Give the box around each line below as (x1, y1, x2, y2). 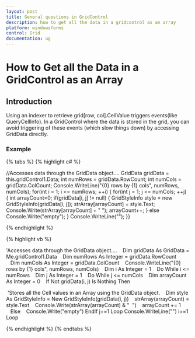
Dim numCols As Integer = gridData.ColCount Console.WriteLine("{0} (10, 259, 181, 266)
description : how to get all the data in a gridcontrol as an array (6, 19, 176, 25)
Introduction (6, 96, 53, 106)
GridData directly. (6, 131, 48, 137)
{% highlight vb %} (6, 236, 52, 243)
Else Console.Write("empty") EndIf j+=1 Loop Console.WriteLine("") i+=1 (10, 308, 189, 315)
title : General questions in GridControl (6, 14, 109, 20)
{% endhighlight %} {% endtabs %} (6, 325, 92, 333)
